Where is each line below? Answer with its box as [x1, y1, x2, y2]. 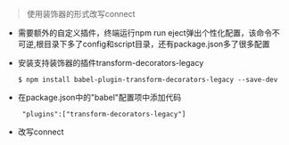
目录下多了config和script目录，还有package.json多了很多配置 [43, 39, 270, 49]
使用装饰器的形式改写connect [26, 9, 136, 19]
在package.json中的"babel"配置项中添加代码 [17, 93, 181, 102]
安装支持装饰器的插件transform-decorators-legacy [17, 58, 204, 68]
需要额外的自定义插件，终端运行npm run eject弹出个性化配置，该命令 [17, 28, 272, 38]
